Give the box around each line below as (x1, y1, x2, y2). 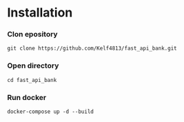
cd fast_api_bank (7, 77, 57, 83)
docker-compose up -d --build (7, 108, 94, 115)
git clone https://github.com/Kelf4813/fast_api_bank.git (7, 45, 177, 52)
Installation (7, 5, 73, 21)
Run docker (7, 92, 47, 102)
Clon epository (7, 30, 58, 39)
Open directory (7, 61, 59, 70)
